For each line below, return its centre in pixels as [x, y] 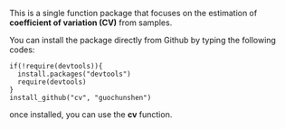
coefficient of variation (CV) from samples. [91, 23]
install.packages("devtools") [74, 74]
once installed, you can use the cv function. [91, 115]
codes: [22, 50]
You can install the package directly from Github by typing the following [142, 40]
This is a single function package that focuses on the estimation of [133, 13]
